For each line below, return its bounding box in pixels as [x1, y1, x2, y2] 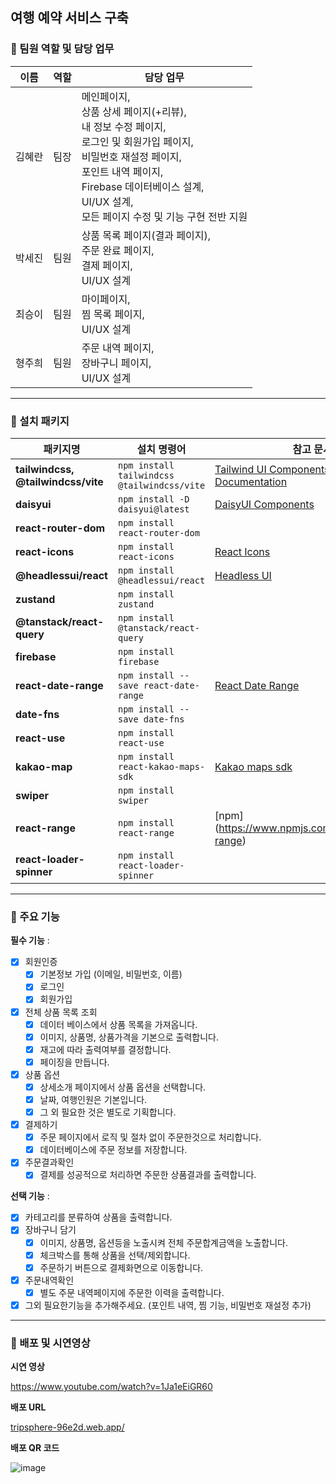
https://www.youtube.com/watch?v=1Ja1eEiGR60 [10, 1381, 213, 1393]
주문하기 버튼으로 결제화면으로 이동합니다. [39, 1261, 204, 1273]
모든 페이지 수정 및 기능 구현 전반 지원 [81, 209, 248, 223]
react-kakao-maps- [117, 761, 206, 772]
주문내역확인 [24, 1274, 75, 1286]
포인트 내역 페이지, [81, 164, 164, 178]
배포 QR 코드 [10, 1442, 60, 1454]
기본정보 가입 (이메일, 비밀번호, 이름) [39, 968, 183, 980]
